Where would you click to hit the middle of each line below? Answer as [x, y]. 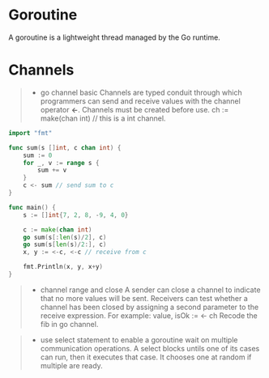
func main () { [32, 207]
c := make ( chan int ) [58, 229]
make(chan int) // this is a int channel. [103, 118]
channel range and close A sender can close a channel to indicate [150, 290]
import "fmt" [30, 133]
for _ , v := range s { [61, 163]
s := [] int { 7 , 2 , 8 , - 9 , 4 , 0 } [76, 215]
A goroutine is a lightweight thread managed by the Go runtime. [114, 37]
